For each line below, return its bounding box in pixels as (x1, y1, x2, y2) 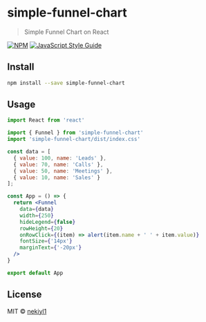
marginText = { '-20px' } (19, 244, 82, 252)
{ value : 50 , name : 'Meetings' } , (13, 167, 113, 174)
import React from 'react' (7, 117, 85, 124)
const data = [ (7, 149, 51, 155)
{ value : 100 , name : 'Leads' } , (13, 154, 107, 162)
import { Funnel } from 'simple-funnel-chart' (7, 129, 144, 136)
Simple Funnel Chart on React (24, 28, 109, 36)
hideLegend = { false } (19, 218, 76, 225)
